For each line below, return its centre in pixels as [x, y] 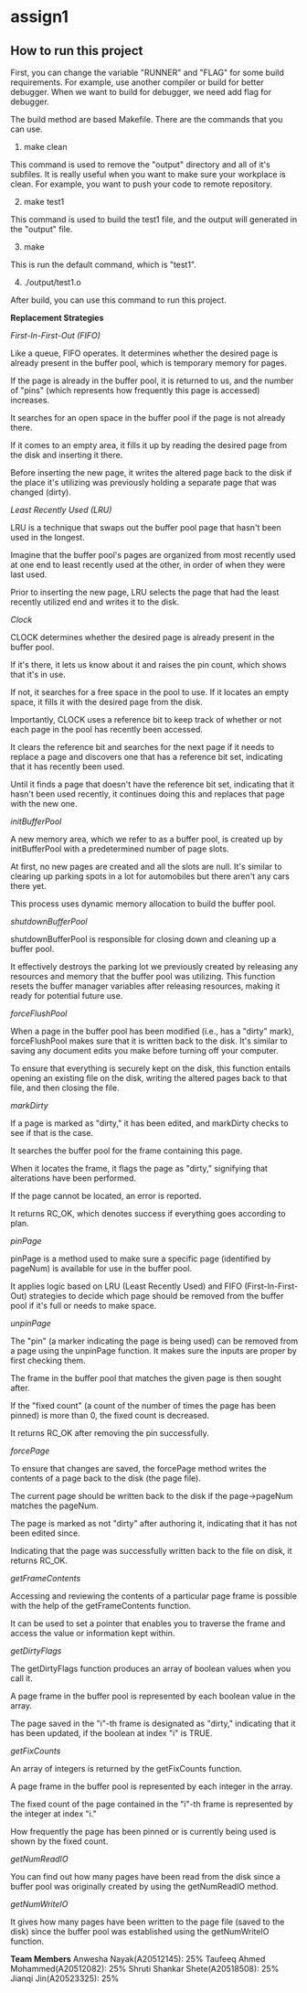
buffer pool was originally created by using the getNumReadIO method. [144, 1886]
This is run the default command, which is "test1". [104, 264]
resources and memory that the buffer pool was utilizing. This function [143, 976]
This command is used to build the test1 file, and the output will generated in [154, 220]
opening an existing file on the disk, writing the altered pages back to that [148, 1078]
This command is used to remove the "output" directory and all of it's [140, 165]
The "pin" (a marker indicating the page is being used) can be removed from [154, 1341]
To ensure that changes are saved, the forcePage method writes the [138, 1468]
